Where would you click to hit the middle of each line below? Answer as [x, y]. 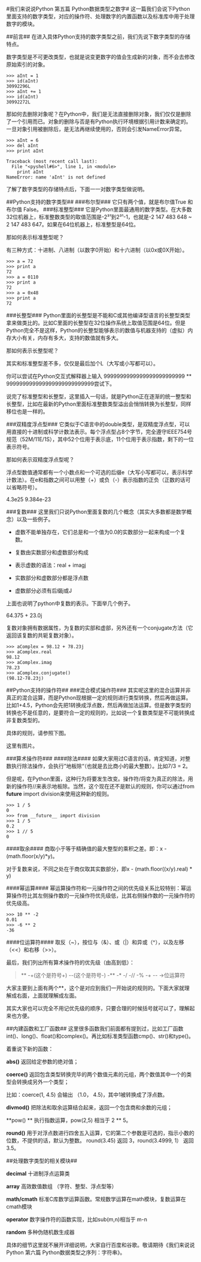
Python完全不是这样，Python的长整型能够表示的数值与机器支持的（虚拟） [97, 330]
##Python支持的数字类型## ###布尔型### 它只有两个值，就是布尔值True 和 [100, 202]
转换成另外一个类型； [43, 1082]
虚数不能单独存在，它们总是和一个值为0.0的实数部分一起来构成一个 [98, 532]
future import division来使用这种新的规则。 [59, 794]
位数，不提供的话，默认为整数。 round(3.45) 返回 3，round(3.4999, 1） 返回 [100, 1140]
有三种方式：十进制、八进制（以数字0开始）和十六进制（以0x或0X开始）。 [97, 250]
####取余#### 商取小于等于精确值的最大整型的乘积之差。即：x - [86, 849]
